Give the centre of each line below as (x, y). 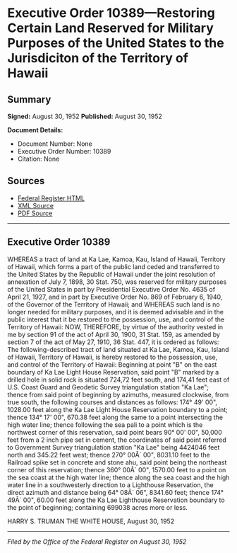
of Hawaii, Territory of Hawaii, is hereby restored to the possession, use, (113, 357)
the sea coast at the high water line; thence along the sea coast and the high (119, 477)
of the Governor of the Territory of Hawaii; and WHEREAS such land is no (114, 304)
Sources (26, 181)
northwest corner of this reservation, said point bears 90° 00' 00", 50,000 (115, 432)
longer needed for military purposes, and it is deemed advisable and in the (116, 312)
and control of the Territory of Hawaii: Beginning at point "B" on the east (112, 364)
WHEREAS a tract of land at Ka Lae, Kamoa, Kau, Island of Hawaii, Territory (116, 259)
